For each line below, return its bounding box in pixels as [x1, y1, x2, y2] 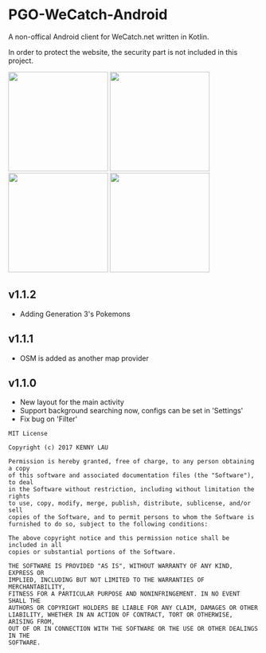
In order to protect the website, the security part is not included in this [8, 47, 238, 57]
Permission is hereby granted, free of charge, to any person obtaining [8, 458, 255, 466]
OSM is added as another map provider [19, 353, 150, 363]
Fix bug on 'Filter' [19, 414, 78, 424]
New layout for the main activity [19, 397, 125, 407]
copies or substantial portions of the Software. [8, 548, 177, 557]
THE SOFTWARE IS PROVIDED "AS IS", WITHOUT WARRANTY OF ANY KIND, [8, 562, 233, 570]
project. [8, 56, 34, 65]
